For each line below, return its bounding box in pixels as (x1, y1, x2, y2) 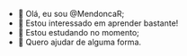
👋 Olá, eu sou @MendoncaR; (17, 9, 125, 19)
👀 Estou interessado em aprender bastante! (17, 18, 179, 28)
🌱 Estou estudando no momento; (17, 28, 139, 37)
